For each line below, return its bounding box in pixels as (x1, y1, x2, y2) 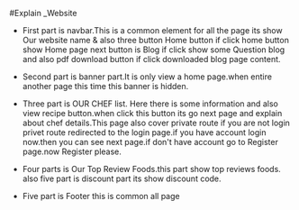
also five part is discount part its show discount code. (22, 173, 222, 184)
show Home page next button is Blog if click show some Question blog (22, 44, 285, 55)
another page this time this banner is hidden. (22, 81, 189, 91)
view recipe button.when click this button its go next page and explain (22, 108, 283, 118)
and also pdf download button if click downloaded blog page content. (22, 54, 281, 64)
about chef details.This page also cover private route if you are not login (22, 117, 291, 128)
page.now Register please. (22, 146, 122, 157)
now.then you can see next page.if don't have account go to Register (22, 137, 279, 147)
